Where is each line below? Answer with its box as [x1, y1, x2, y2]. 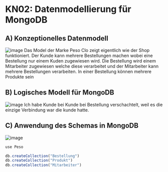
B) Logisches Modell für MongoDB [5, 88, 114, 97]
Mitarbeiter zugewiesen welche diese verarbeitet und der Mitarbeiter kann [5, 63, 159, 69]
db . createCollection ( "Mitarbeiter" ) [5, 162, 82, 168]
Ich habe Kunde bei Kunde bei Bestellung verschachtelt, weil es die [24, 101, 163, 107]
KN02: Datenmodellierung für [5, 3, 131, 15]
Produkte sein [5, 74, 34, 79]
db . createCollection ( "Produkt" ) [5, 158, 73, 163]
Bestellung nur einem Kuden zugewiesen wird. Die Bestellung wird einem [5, 58, 156, 63]
